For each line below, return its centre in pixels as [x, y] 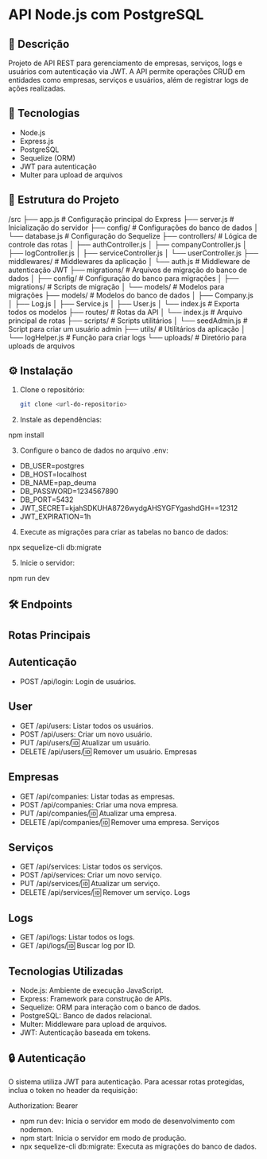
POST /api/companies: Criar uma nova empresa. [99, 804]
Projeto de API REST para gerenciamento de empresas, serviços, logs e [125, 63]
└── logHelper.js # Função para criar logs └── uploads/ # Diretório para [128, 337]
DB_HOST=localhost [53, 474]
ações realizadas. [37, 88]
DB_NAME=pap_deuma [58, 483]
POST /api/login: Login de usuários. [78, 681]
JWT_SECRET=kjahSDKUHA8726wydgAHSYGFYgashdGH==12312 [129, 508]
